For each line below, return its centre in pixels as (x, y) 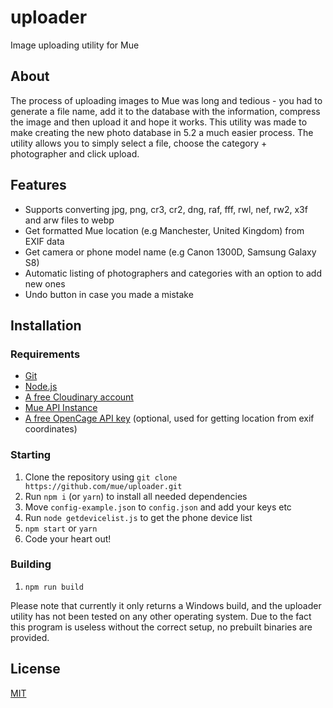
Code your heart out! (68, 538)
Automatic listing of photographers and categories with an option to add (173, 273)
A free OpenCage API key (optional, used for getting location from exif (169, 418)
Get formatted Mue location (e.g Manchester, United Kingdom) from (164, 230)
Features (38, 185)
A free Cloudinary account (79, 397)
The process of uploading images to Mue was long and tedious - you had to (166, 100)
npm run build (54, 587)
